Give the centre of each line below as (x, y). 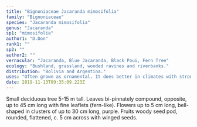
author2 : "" (21, 55)
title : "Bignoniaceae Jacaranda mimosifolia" (62, 11)
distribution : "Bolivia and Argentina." (56, 71)
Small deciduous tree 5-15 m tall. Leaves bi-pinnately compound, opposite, (96, 99)
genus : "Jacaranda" (30, 28)
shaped (15, 111)
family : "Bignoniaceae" (35, 17)
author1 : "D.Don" (27, 39)
